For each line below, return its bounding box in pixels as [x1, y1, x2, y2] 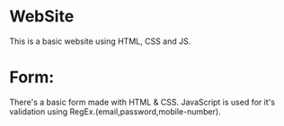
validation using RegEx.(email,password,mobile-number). [9, 105, 222, 117]
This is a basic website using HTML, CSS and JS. [9, 36, 191, 46]
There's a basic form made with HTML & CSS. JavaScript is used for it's [9, 97, 276, 107]
